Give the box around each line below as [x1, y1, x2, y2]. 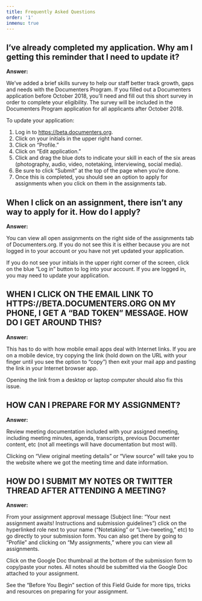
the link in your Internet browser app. [6, 364, 98, 372]
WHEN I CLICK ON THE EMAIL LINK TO [6, 289, 154, 299]
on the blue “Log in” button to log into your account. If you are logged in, [6, 266, 186, 272]
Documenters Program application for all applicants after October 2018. [6, 105, 184, 112]
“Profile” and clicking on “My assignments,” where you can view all [6, 539, 173, 546]
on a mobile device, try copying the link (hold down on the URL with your [6, 351, 187, 359]
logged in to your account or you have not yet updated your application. [6, 247, 185, 254]
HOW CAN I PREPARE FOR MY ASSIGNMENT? [6, 400, 181, 410]
